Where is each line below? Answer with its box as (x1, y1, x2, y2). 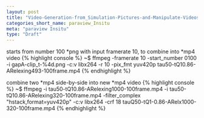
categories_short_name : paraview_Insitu (6, 20, 110, 26)
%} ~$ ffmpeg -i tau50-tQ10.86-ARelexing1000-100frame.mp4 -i (6, 85, 168, 93)
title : (6, 15, 23, 21)
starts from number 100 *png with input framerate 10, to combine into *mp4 (6, 48, 195, 55)
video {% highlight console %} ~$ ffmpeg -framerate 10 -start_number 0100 (6, 54, 197, 62)
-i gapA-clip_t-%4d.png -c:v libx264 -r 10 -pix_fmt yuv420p (6, 61, 156, 68)
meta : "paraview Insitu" (6, 25, 69, 32)
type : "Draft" (6, 31, 42, 38)
